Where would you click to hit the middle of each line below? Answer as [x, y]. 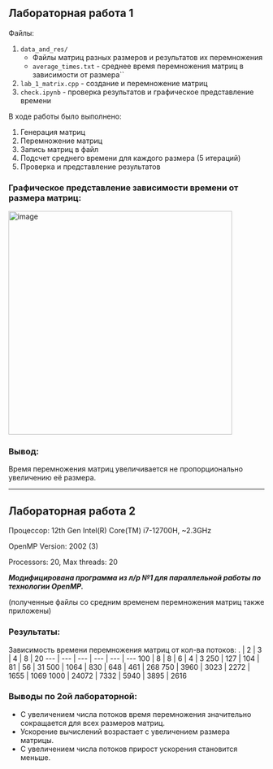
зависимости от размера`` [78, 74]
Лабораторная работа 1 [71, 13]
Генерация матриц [52, 132]
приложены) [30, 611]
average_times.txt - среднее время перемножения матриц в [138, 66]
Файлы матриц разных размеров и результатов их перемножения [147, 57]
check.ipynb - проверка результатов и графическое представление [137, 92]
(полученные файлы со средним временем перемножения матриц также [136, 602]
